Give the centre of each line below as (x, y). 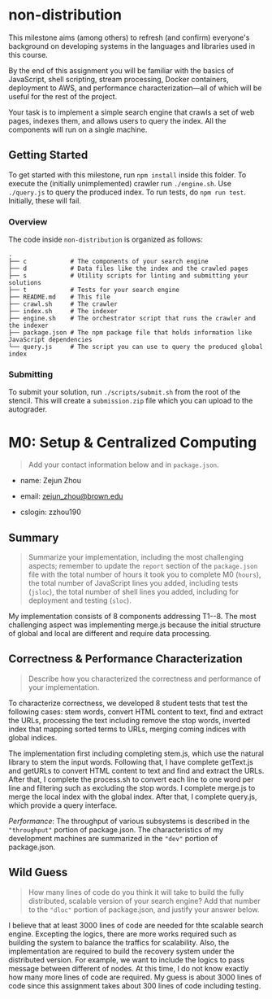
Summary (34, 537)
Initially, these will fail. (45, 200)
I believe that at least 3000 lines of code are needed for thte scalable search (136, 925)
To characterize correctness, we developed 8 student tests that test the (128, 703)
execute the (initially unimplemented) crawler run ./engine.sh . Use (120, 183)
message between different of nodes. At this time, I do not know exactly (129, 968)
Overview (28, 221)
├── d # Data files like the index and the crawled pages (129, 269)
